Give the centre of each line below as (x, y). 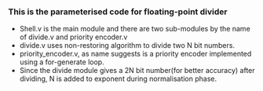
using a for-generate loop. (62, 62)
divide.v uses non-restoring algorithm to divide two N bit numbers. (127, 45)
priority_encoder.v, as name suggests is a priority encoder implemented (135, 54)
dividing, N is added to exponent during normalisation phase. (118, 79)
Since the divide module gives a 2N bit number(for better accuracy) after (137, 71)
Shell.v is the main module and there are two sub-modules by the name (135, 29)
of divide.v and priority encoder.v (73, 37)
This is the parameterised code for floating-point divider (118, 12)
